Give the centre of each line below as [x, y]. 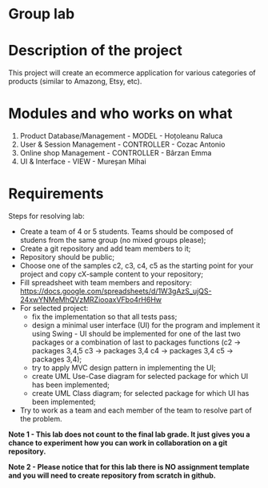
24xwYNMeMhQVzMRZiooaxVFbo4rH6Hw [91, 300]
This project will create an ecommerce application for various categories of [132, 73]
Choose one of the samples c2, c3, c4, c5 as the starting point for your [136, 266]
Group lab [42, 14]
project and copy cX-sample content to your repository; [112, 274]
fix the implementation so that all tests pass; [104, 317]
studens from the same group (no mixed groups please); [113, 240]
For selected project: [54, 308]
